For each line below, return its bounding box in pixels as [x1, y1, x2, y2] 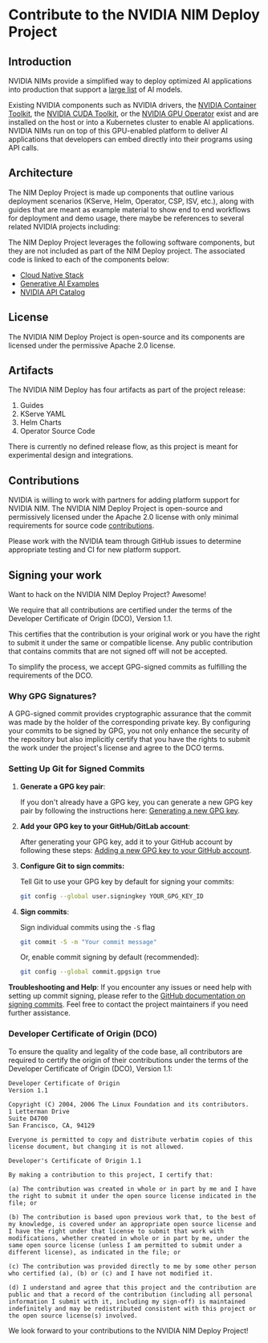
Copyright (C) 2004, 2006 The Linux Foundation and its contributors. [8, 1100, 250, 1108]
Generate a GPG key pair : [19, 781, 106, 791]
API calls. [8, 143, 39, 152]
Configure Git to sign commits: [19, 861, 125, 871]
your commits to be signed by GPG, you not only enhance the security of [8, 726, 250, 735]
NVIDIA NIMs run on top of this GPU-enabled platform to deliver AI [8, 126, 229, 135]
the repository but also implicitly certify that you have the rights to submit [8, 735, 250, 744]
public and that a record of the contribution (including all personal [8, 1290, 253, 1299]
